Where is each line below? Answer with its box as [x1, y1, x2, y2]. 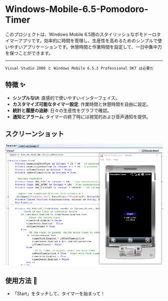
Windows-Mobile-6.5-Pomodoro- [5, 4, 148, 15]
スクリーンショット [5, 130, 64, 138]
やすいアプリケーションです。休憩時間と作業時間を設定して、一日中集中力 [9, 44, 162, 50]
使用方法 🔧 [5, 276, 37, 285]
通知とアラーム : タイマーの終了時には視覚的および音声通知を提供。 [12, 114, 151, 120]
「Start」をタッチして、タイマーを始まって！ [12, 290, 105, 296]
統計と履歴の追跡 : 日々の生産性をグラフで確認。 [12, 107, 111, 113]
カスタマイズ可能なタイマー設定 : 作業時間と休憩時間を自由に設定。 [12, 101, 151, 107]
